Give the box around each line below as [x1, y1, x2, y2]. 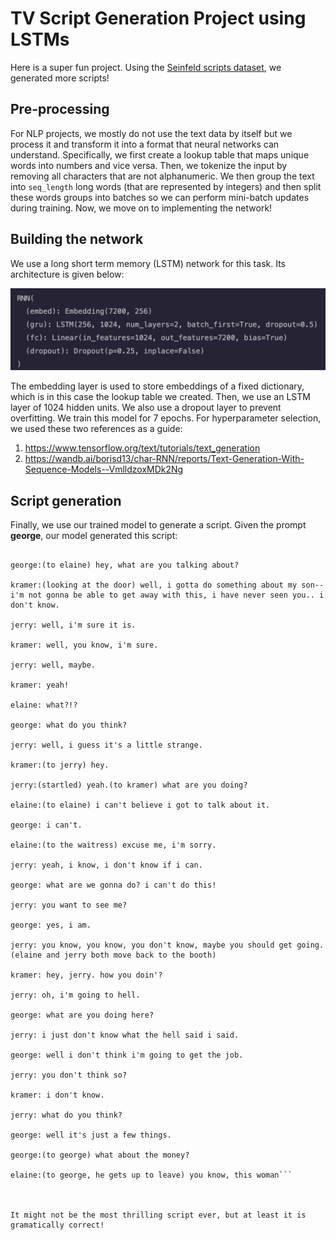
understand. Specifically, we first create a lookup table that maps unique [10, 148, 310, 161]
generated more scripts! [10, 72, 110, 84]
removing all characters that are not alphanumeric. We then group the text [10, 170, 315, 182]
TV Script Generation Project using [10, 7, 307, 30]
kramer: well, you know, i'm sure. [10, 640, 159, 651]
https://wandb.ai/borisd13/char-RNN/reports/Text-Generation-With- [24, 453, 305, 465]
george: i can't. [10, 820, 83, 831]
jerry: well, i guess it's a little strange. [10, 740, 203, 751]
